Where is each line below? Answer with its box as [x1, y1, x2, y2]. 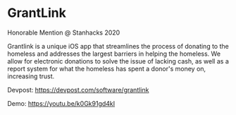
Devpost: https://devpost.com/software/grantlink [7, 85, 149, 94]
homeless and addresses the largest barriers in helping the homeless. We [7, 49, 221, 58]
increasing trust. [7, 72, 55, 80]
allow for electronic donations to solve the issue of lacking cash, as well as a [7, 56, 229, 65]
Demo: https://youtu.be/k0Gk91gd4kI [7, 99, 116, 107]
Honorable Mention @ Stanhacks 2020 [7, 28, 120, 37]
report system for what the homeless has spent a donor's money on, [7, 64, 206, 73]
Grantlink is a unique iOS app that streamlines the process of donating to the [7, 42, 229, 50]
